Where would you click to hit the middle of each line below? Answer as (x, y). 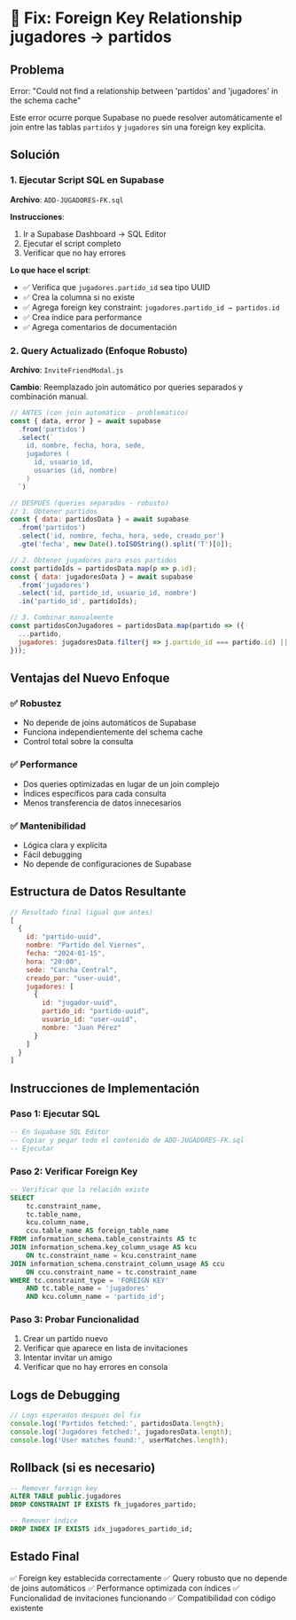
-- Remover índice (44, 1521)
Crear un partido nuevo (66, 1339)
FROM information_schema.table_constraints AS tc (104, 1239)
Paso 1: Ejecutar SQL (55, 1113)
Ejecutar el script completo (72, 243)
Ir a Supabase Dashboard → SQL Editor (94, 233)
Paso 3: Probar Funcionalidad (75, 1319)
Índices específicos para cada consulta (94, 793)
